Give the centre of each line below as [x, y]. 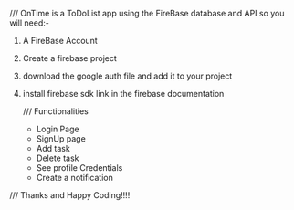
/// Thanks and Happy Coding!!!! [70, 195]
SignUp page [61, 139]
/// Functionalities [56, 111]
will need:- [30, 23]
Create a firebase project [69, 58]
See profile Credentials [79, 168]
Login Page [58, 129]
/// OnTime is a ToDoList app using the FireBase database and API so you [147, 13]
